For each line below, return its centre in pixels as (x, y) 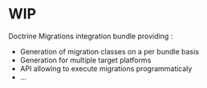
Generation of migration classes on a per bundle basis (109, 51)
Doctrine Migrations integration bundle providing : (91, 36)
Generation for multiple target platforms (85, 60)
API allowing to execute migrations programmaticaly (106, 68)
